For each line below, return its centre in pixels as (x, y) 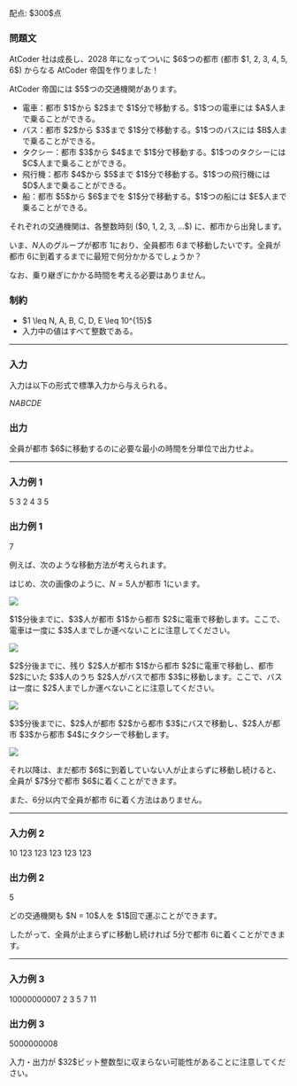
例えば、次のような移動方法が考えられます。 (90, 565)
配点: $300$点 (35, 13)
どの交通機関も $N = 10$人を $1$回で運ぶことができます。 (116, 916)
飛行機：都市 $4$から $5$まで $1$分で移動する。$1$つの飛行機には (146, 175)
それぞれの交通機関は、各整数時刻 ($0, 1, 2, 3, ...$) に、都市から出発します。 (148, 227)
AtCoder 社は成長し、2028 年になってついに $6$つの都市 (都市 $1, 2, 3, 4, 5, (148, 59)
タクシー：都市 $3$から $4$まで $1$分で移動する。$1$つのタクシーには (154, 152)
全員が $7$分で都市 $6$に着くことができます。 (95, 781)
